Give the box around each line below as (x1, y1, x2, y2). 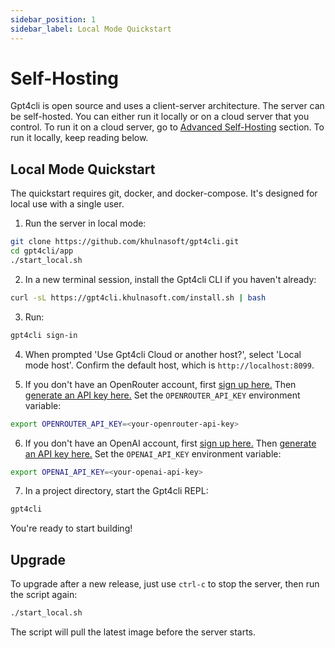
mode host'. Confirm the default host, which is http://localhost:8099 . (24, 359, 315, 371)
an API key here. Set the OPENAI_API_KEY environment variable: (24, 447, 282, 460)
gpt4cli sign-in (10, 330, 78, 340)
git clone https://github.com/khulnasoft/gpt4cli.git (10, 237, 240, 247)
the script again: (10, 589, 78, 601)
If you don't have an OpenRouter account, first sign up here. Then (24, 378, 297, 390)
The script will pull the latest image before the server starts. (10, 626, 257, 638)
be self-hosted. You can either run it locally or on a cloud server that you (10, 111, 310, 123)
